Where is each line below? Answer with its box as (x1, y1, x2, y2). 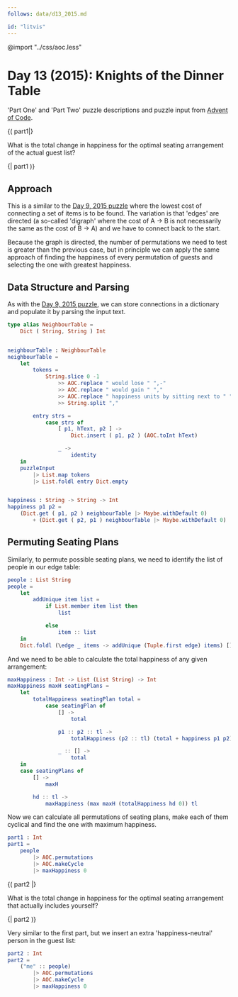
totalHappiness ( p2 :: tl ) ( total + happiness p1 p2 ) (70, 735, 233, 742)
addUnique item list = (33, 596, 100, 603)
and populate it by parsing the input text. (7, 308, 126, 316)
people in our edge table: (7, 562, 81, 571)
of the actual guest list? (7, 148, 76, 157)
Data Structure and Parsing (7, 281, 130, 293)
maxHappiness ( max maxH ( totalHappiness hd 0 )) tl (45, 800, 198, 807)
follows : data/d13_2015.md (7, 10, 87, 18)
